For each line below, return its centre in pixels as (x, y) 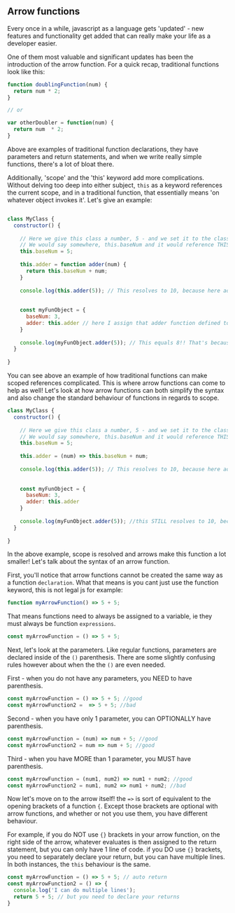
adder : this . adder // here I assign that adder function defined (123, 323)
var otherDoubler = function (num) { (60, 123)
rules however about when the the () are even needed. (86, 665)
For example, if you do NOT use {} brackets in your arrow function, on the (114, 835)
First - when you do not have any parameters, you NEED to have (100, 678)
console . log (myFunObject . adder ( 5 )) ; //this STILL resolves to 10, (119, 521)
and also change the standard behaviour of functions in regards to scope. (113, 398)
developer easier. (32, 43)
